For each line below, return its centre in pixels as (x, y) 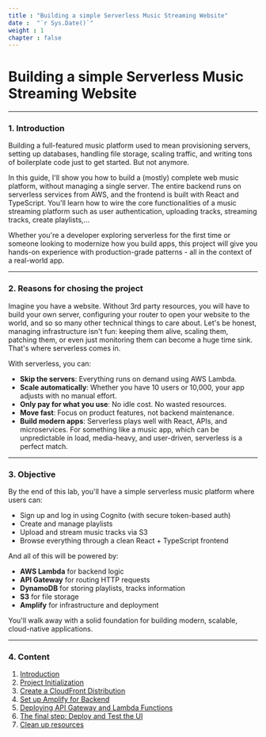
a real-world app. (36, 261)
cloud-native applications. (51, 629)
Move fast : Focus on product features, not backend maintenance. (127, 413)
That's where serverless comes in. (65, 348)
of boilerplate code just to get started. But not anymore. (99, 163)
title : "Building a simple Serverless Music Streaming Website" (118, 15)
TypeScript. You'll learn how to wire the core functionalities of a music (123, 203)
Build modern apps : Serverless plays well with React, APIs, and (123, 420)
